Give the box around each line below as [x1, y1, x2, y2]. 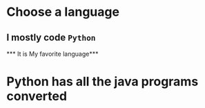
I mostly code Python [6, 32, 96, 43]
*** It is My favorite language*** [6, 50, 99, 58]
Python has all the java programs [6, 74, 199, 89]
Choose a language [6, 4, 120, 20]
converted [6, 89, 67, 104]
